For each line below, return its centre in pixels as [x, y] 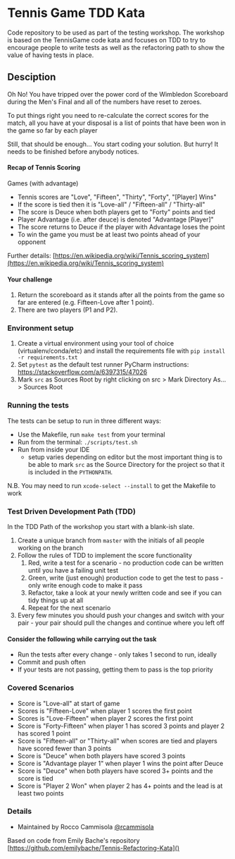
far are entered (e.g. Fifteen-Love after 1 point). [86, 303]
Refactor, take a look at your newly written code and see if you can [125, 593]
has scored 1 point [44, 733]
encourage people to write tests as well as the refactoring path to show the [116, 47]
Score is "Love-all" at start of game [69, 703]
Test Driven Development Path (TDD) [71, 511]
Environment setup [40, 328]
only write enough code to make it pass [85, 585]
